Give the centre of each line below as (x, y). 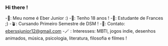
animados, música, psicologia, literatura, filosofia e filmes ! (66, 38)
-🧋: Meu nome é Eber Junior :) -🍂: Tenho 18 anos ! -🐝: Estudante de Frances (84, 18)
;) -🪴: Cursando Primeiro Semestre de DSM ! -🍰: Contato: (65, 24)
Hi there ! (17, 7)
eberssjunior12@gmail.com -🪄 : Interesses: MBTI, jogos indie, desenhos (80, 31)
